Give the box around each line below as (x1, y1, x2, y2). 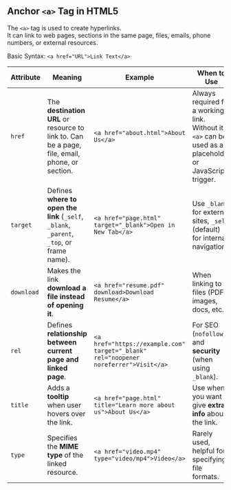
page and (47, 354, 79, 364)
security (192, 346, 221, 356)
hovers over (47, 409, 86, 418)
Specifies (47, 433, 78, 442)
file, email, (47, 148, 80, 158)
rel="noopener (93, 354, 140, 361)
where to (47, 194, 77, 204)
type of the (47, 450, 84, 460)
